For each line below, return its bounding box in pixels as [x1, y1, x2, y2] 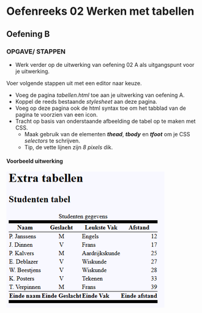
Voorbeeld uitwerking [6, 158, 63, 165]
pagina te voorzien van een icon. [15, 110, 98, 118]
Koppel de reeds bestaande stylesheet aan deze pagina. [15, 98, 157, 105]
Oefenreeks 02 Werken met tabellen [6, 4, 195, 18]
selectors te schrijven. [24, 137, 81, 144]
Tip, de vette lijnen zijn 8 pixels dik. [24, 143, 113, 151]
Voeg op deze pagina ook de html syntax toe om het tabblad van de [15, 104, 187, 112]
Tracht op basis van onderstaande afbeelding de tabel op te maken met [15, 117, 196, 125]
